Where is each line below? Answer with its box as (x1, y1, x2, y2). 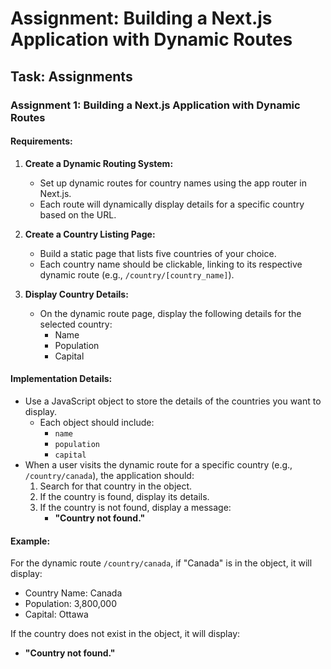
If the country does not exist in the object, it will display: (10, 628, 241, 640)
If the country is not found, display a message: (39, 501, 232, 513)
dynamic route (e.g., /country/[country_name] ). (39, 268, 235, 281)
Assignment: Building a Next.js (10, 7, 273, 30)
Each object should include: (39, 416, 155, 428)
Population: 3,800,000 (24, 598, 117, 610)
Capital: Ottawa (24, 608, 89, 621)
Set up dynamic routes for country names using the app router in (39, 177, 307, 189)
